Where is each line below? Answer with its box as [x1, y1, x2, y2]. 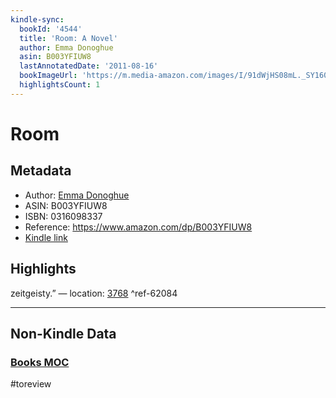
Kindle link [24, 231, 68, 243]
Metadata [10, 162, 72, 180]
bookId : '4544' [19, 24, 83, 34]
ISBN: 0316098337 [24, 210, 103, 222]
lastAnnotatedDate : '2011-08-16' [19, 61, 159, 71]
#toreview [10, 378, 52, 390]
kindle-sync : [10, 14, 65, 25]
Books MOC [10, 355, 70, 369]
